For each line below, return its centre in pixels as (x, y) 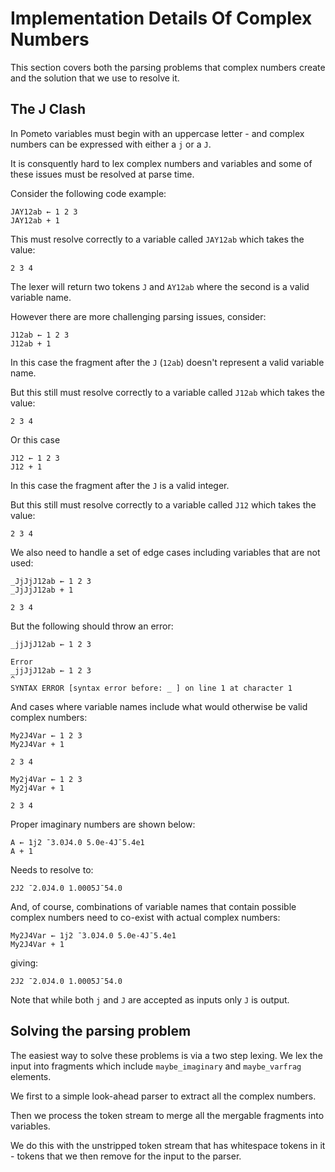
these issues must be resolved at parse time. (102, 174)
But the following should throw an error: (92, 626)
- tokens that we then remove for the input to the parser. (126, 1156)
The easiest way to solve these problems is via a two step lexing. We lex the (166, 1055)
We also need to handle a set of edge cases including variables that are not (165, 552)
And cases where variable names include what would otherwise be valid (159, 706)
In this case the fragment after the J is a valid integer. (120, 485)
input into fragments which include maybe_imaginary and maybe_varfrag (156, 1066)
